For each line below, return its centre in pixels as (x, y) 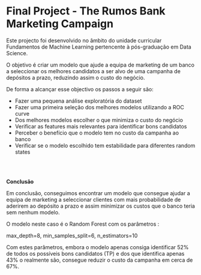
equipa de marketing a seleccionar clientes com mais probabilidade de (94, 199)
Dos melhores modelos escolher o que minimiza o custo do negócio (99, 120)
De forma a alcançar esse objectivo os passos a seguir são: (80, 89)
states (22, 152)
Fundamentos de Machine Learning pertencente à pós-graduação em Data (99, 47)
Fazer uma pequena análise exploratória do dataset (78, 101)
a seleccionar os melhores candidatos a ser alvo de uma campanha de (94, 71)
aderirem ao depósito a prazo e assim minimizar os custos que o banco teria (100, 206)
